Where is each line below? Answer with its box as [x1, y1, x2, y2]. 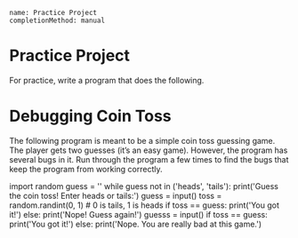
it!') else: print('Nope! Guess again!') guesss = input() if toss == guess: [9, 209, 269, 219]
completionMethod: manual [9, 16, 105, 25]
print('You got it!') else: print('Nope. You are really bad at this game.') [9, 218, 262, 229]
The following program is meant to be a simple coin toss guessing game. [9, 135, 276, 146]
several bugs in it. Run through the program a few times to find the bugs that [9, 154, 289, 164]
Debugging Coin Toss [9, 107, 172, 126]
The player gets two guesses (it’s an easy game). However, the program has [9, 145, 288, 155]
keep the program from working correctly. [9, 163, 163, 174]
